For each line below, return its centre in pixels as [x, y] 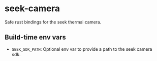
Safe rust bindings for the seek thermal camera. [53, 22]
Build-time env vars [35, 37]
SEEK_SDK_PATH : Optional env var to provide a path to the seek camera [82, 49]
